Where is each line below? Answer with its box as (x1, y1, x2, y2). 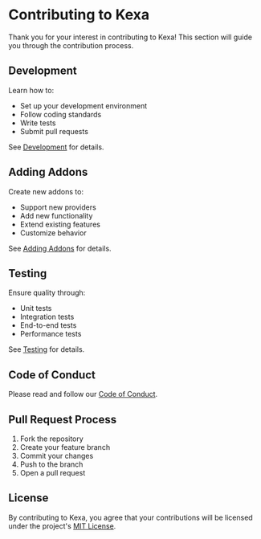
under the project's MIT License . (8, 521, 116, 531)
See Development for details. (8, 142, 104, 152)
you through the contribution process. (8, 40, 134, 50)
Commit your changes (19, 451, 94, 460)
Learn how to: (8, 85, 55, 95)
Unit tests (19, 304, 52, 313)
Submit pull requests (19, 126, 88, 136)
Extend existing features (19, 219, 100, 229)
